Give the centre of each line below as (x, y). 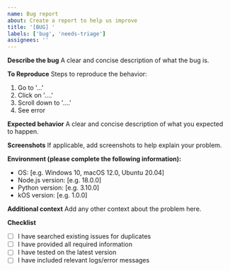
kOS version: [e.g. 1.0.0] (52, 195)
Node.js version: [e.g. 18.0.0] (59, 180)
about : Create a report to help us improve (73, 21)
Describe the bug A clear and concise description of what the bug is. (108, 60)
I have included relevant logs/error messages (84, 260)
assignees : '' (28, 40)
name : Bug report (33, 14)
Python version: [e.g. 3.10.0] (58, 188)
